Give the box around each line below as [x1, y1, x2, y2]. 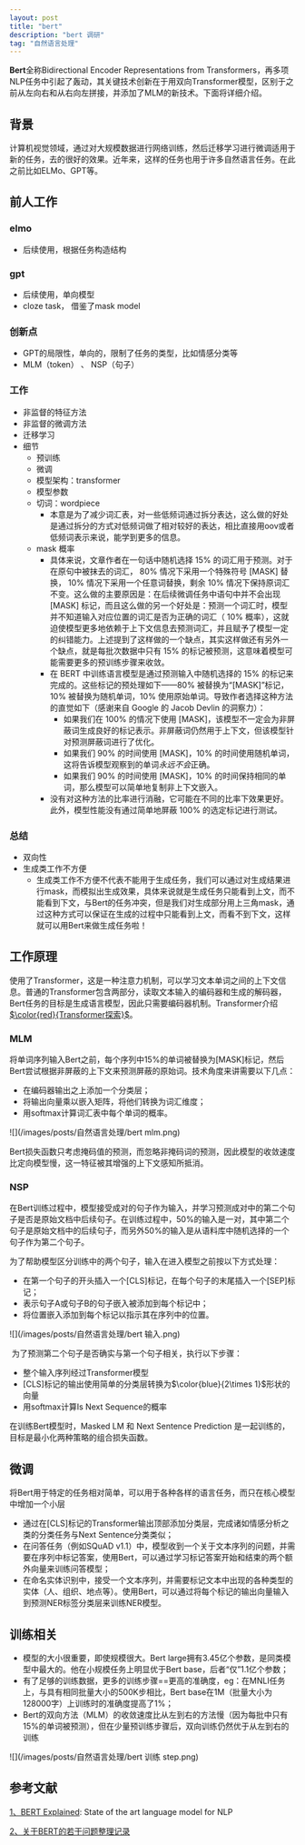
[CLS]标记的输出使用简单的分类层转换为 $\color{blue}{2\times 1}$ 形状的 [22, 1379, 290, 1389]
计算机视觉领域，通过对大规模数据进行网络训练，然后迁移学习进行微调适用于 [9, 143, 296, 154]
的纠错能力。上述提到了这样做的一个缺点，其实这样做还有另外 [49, 634, 281, 645]
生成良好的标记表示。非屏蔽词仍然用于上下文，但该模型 [79, 725, 287, 736]
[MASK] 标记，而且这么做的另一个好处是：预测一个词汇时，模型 [49, 599, 289, 610]
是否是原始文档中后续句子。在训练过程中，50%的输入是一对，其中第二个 [16, 1214, 290, 1225]
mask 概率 [35, 543, 75, 554]
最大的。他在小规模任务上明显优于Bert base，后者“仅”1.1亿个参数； [38, 1663, 289, 1674]
